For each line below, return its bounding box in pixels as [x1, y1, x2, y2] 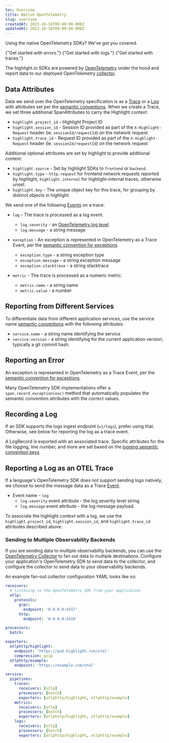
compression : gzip [14, 653, 53, 658]
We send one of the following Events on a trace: [5, 202, 105, 208]
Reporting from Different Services [5, 302, 115, 311]
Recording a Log [5, 410, 58, 418]
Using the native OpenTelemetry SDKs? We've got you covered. [5, 40, 138, 46]
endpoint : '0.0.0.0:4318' [23, 616, 78, 621]
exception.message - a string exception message [20, 257, 121, 263]
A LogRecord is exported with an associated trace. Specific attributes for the [5, 438, 164, 444]
